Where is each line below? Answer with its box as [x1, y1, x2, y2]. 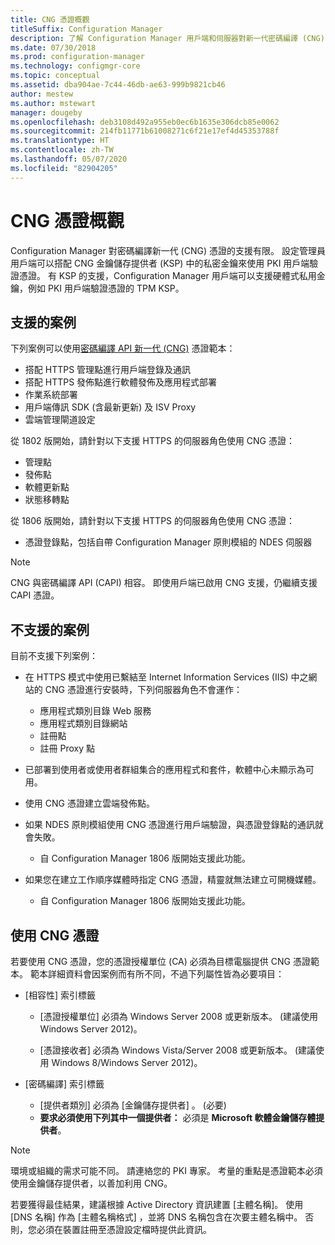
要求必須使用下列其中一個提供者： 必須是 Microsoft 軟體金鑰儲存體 [39, 1112, 317, 1123]
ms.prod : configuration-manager [10, 52, 145, 62]
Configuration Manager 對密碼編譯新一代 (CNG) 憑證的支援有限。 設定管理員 [10, 244, 326, 256]
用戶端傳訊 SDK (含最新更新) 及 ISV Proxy [24, 401, 197, 413]
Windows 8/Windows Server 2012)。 [51, 1057, 203, 1068]
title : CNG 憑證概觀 [10, 14, 90, 25]
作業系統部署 [24, 389, 78, 401]
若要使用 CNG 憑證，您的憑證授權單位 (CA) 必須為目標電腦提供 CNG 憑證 [10, 956, 311, 967]
